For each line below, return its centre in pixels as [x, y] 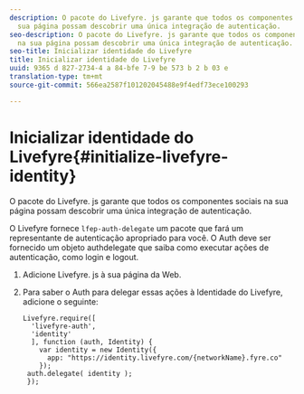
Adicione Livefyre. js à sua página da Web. [102, 274]
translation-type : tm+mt [56, 77]
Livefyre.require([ [59, 318]
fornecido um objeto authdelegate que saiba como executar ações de [139, 247]
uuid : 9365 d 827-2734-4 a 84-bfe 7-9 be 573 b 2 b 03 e [119, 69]
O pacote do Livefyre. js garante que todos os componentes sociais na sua [149, 201]
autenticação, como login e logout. [74, 257]
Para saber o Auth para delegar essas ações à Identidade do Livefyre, [152, 292]
